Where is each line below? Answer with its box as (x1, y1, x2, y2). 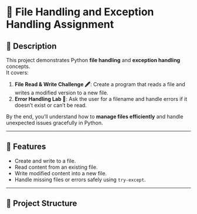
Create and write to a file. (14, 157, 76, 164)
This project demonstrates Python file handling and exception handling (6, 57, 181, 63)
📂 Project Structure (6, 199, 77, 209)
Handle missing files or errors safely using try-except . (14, 176, 146, 183)
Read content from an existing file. (14, 164, 98, 171)
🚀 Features (6, 142, 46, 152)
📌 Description (6, 41, 57, 51)
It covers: (6, 69, 29, 76)
